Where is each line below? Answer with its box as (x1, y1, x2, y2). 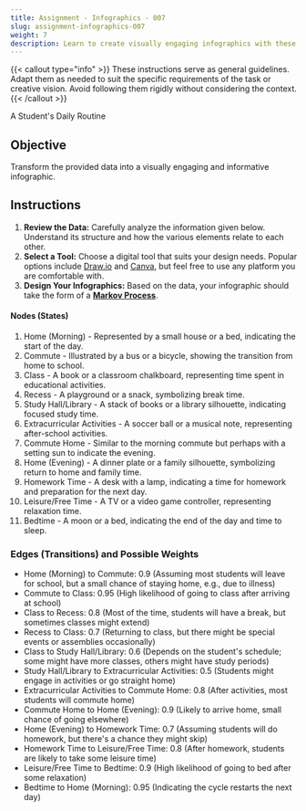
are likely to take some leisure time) (23, 753, 158, 764)
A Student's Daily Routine (10, 111, 107, 121)
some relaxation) (23, 773, 87, 784)
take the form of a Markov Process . (23, 290, 158, 300)
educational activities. (23, 380, 107, 391)
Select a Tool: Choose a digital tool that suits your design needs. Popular (23, 250, 298, 261)
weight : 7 (10, 30, 48, 39)
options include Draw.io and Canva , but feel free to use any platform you (23, 260, 296, 271)
